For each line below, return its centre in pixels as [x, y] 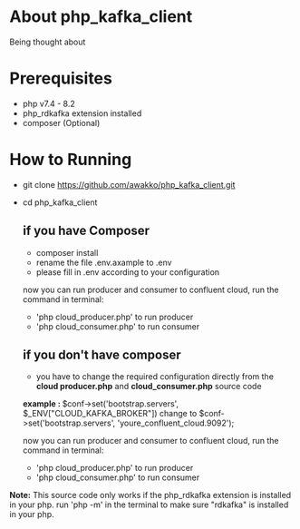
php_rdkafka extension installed [82, 113]
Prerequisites [61, 78]
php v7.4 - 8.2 [48, 103]
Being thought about [48, 42]
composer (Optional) [61, 122]
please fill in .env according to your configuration [128, 272]
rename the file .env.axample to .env [104, 262]
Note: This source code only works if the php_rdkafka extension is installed [150, 495]
